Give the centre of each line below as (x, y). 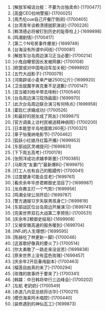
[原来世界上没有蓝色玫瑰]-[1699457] (48, 255)
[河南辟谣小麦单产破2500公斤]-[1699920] (54, 80)
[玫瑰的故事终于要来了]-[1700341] (46, 273)
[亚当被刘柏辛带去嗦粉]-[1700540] (46, 92)
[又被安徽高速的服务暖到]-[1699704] (48, 225)
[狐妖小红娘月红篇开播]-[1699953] (46, 140)
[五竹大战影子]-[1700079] (38, 74)
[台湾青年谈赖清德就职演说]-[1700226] (50, 25)
